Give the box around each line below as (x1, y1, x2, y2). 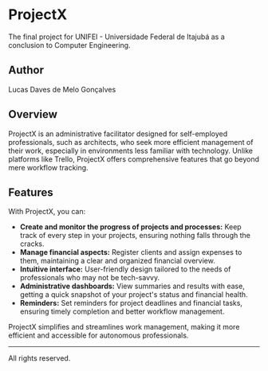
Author (8, 64, 44, 77)
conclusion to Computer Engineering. (8, 40, 131, 49)
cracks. (19, 239, 45, 248)
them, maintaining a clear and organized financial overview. (19, 256, 215, 266)
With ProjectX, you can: (8, 207, 86, 217)
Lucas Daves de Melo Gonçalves (8, 84, 116, 94)
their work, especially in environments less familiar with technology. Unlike (8, 146, 254, 155)
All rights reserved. (8, 353, 71, 363)
